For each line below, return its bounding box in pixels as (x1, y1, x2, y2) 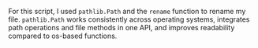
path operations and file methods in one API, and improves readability (8, 23, 235, 32)
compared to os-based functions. (8, 31, 118, 40)
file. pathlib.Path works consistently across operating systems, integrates (8, 15, 250, 24)
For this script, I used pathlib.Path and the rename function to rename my (8, 7, 246, 15)
